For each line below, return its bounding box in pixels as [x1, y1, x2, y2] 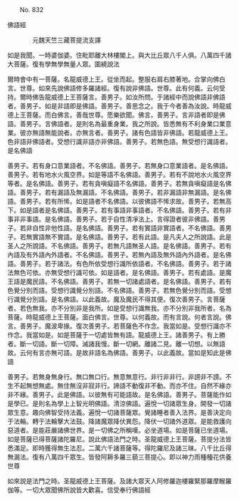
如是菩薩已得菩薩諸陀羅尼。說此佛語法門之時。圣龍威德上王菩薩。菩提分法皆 [7, 435, 232, 443]
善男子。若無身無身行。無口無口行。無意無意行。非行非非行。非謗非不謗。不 [7, 373, 232, 381]
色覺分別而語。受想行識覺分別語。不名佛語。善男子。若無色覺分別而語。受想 [7, 286, 232, 294]
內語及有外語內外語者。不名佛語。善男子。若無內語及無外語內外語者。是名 [7, 251, 225, 259]
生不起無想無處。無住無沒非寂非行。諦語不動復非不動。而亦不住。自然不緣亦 [7, 381, 232, 390]
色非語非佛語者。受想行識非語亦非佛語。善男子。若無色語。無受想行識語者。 [7, 138, 232, 145]
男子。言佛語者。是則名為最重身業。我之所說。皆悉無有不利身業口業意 [26, 120, 232, 128]
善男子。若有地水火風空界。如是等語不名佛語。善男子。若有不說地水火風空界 [7, 170, 232, 179]
